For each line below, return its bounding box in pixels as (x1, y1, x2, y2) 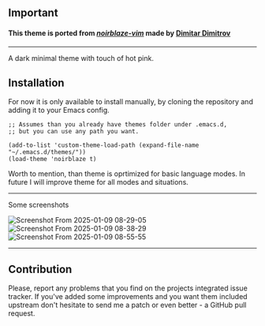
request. (8, 309, 35, 318)
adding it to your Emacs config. (8, 106, 110, 115)
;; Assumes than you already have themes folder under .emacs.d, (8, 121, 227, 129)
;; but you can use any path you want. (8, 128, 140, 136)
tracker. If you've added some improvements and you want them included (8, 292, 248, 302)
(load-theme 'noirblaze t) (8, 156, 97, 163)
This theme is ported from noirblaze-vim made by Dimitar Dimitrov (8, 28, 231, 38)
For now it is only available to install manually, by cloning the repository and (8, 97, 254, 107)
